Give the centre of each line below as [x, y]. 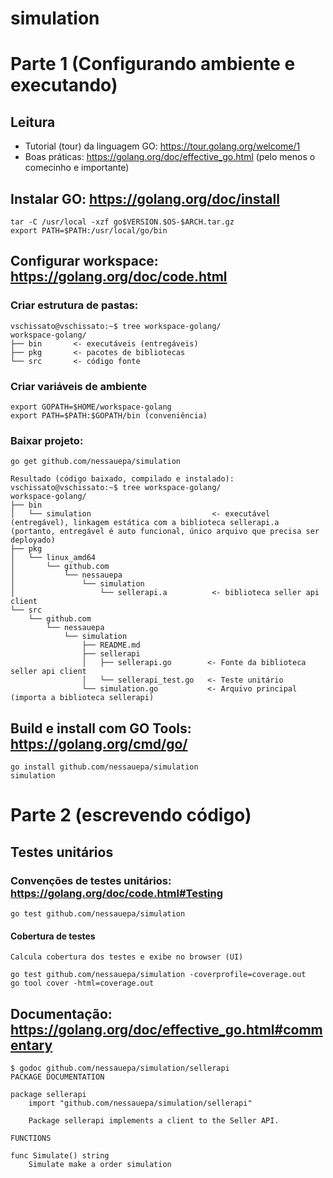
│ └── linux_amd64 [53, 558]
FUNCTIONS [31, 1138]
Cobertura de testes [53, 936]
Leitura [33, 122]
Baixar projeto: [47, 440]
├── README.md [111, 645]
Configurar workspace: [84, 261]
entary [31, 1045]
